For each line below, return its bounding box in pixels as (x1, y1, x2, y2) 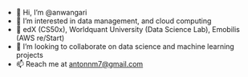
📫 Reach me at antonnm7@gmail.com (15, 59, 144, 68)
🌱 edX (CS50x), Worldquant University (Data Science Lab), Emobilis (15, 25, 241, 34)
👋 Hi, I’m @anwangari (15, 8, 87, 17)
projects (15, 51, 44, 59)
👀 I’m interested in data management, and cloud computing (15, 16, 212, 26)
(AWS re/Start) (15, 33, 65, 43)
